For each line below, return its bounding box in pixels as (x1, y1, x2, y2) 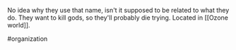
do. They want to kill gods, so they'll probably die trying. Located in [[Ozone (7, 13, 228, 22)
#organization (7, 35, 48, 43)
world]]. (7, 21, 30, 29)
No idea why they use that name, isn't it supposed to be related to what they (7, 6, 230, 14)
